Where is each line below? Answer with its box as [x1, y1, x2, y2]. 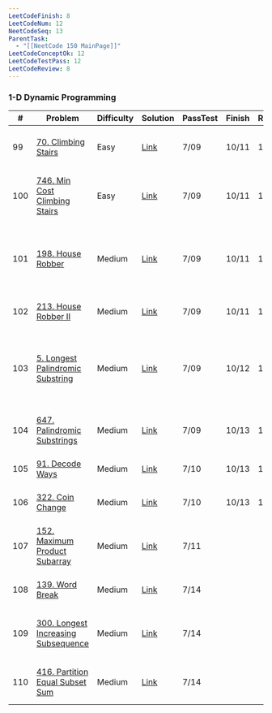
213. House [36, 301, 82, 313]
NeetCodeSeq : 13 [8, 27, 63, 35]
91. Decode [36, 458, 82, 469]
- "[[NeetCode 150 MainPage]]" [15, 42, 121, 50]
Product [36, 546, 67, 557]
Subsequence [36, 638, 89, 650]
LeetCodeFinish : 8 [8, 11, 70, 20]
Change [36, 502, 66, 513]
